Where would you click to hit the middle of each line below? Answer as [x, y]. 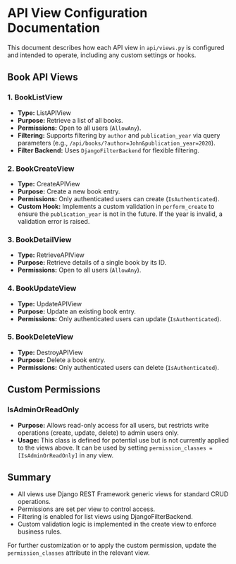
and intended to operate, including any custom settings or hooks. [102, 55]
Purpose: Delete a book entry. [61, 360]
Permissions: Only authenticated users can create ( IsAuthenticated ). [118, 198]
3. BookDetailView [39, 239]
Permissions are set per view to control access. [86, 509]
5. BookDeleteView [41, 337]
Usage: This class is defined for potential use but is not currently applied [123, 440]
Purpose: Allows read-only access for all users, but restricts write [113, 425]
